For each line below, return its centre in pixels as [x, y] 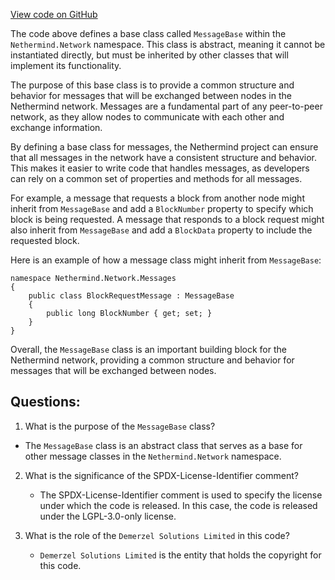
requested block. [45, 240]
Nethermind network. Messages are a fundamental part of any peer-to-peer [166, 106]
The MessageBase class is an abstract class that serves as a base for [163, 445]
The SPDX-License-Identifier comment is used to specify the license [181, 495]
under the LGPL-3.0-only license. [108, 516]
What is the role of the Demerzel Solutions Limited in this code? [157, 535]
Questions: [45, 402]
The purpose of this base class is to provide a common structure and [152, 85]
